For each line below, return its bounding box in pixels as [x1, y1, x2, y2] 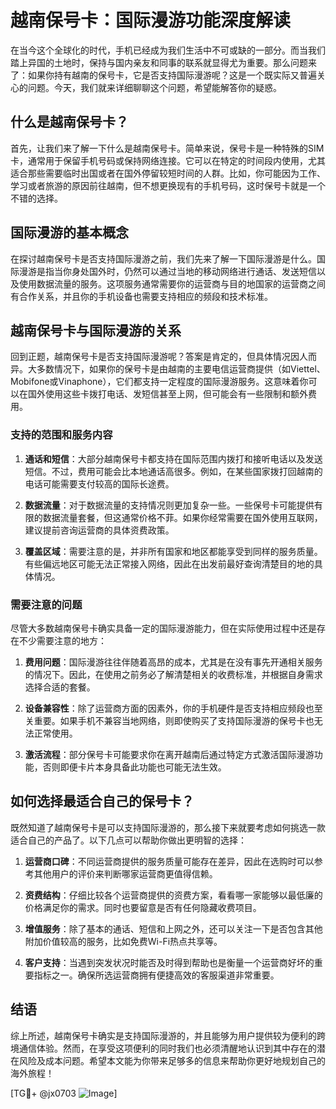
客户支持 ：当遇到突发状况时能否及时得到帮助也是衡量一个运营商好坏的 [24, 956, 315, 968]
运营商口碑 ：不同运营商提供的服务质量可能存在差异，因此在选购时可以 [24, 855, 315, 867]
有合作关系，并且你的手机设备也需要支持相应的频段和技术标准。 [10, 290, 273, 302]
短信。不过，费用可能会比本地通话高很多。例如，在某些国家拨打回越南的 [24, 465, 323, 477]
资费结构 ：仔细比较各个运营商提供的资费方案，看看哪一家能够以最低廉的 [24, 889, 323, 901]
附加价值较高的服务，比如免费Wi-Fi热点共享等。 [24, 935, 223, 947]
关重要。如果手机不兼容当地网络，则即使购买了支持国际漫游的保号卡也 [24, 714, 315, 726]
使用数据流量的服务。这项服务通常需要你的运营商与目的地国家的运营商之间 [18, 277, 326, 290]
